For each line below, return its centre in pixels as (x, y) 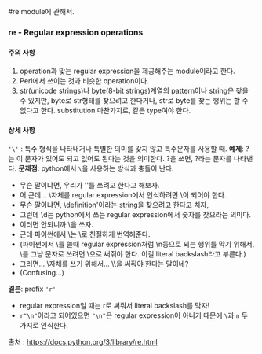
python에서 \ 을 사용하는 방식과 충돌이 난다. (107, 168)
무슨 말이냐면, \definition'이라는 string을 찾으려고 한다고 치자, (114, 205)
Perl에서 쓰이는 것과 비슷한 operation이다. (84, 81)
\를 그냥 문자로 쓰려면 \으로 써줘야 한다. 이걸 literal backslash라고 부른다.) (133, 254)
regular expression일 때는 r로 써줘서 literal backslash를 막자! (115, 306)
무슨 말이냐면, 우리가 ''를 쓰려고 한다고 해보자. (89, 185)
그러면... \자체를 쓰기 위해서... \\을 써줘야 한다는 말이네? (104, 264)
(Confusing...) (42, 273)
